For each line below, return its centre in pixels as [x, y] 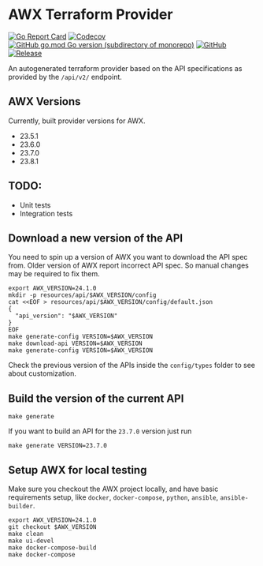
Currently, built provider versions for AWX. [77, 121]
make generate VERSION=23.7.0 [58, 446]
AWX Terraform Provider [91, 15]
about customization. [43, 373]
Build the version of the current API [96, 398]
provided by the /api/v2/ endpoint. [65, 77]
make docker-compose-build [52, 548]
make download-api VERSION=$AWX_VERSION [76, 344]
